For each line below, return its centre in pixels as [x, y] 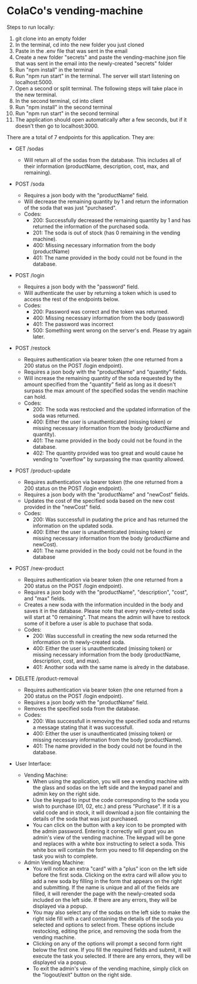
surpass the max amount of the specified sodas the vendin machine [106, 390]
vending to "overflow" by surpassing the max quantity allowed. [109, 459]
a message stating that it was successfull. [83, 727]
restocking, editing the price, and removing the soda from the [107, 931]
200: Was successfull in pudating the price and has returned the [110, 519]
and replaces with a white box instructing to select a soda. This [109, 844]
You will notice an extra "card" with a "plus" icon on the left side [110, 868]
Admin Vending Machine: [54, 862]
